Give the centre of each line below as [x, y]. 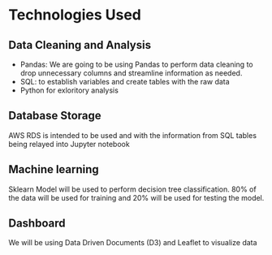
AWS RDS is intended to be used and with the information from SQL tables [133, 135]
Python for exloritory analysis [69, 90]
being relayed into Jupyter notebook [69, 144]
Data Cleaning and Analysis [80, 45]
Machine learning [54, 169]
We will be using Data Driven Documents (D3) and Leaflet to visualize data [133, 243]
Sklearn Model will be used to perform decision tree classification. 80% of [133, 189]
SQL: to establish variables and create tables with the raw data [125, 82]
